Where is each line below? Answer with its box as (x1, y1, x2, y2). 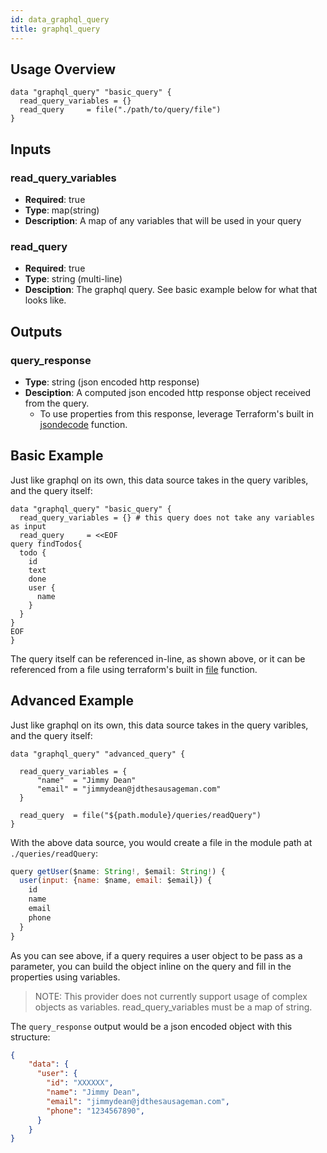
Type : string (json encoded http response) (24, 376, 200, 388)
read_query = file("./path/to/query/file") (19, 105, 222, 115)
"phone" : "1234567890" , (46, 1106, 145, 1116)
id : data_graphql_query (10, 14, 110, 25)
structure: (10, 1031, 51, 1043)
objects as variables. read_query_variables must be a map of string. (34, 1001, 313, 1013)
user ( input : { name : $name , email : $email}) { (19, 876, 213, 886)
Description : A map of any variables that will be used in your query (24, 215, 302, 226)
